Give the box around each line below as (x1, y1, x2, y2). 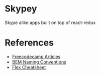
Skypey (5, 3, 37, 14)
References (5, 37, 54, 48)
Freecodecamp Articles (12, 53, 61, 59)
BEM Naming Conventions (12, 58, 66, 65)
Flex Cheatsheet (12, 64, 46, 70)
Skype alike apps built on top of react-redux (5, 19, 96, 25)
